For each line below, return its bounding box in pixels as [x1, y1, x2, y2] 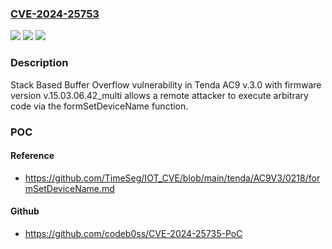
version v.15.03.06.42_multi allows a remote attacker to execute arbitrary [10, 89, 309, 101]
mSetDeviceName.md [24, 182, 115, 194]
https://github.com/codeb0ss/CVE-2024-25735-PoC [24, 227, 243, 239]
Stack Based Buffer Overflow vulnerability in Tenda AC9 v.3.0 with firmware [10, 78, 322, 91]
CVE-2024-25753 [10, 7, 100, 21]
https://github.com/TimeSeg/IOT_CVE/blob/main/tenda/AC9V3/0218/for [24, 172, 321, 184]
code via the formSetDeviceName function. [10, 100, 189, 112]
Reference [10, 150, 55, 162]
